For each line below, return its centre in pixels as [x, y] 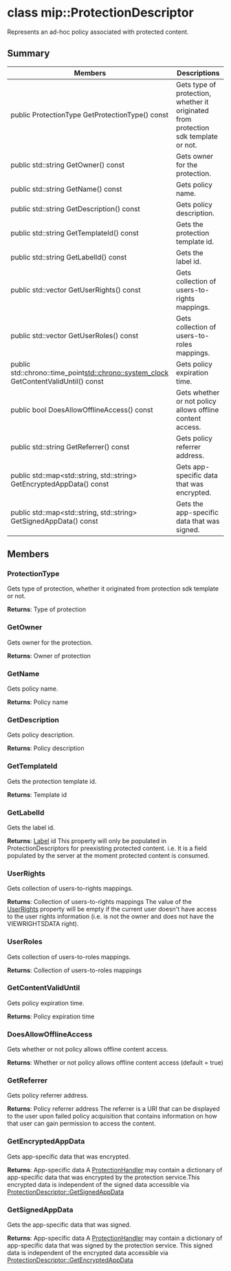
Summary [29, 53]
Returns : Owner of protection [49, 656]
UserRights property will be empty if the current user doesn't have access [112, 909]
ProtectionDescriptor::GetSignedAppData [66, 1192]
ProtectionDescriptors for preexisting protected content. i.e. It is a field [107, 848]
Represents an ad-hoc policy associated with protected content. [98, 32]
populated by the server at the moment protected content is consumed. [108, 855]
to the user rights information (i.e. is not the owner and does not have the [111, 916]
